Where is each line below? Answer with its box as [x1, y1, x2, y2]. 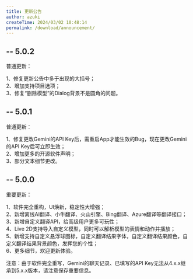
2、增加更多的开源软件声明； [6, 150, 76, 157]
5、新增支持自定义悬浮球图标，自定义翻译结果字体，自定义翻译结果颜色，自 [6, 232, 188, 239]
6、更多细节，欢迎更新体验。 [6, 247, 76, 254]
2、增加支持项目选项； [6, 82, 61, 89]
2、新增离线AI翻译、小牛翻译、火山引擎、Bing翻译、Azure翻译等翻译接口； [6, 211, 188, 218]
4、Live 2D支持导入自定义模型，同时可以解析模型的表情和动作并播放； [6, 225, 176, 232]
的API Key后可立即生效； [6, 142, 66, 149]
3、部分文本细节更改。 [6, 157, 61, 164]
